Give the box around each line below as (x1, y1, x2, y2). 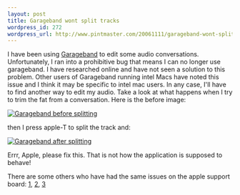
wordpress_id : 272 (7, 24, 62, 31)
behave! (7, 159, 31, 167)
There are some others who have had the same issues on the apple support (7, 172, 230, 181)
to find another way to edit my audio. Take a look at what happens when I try (7, 88, 233, 96)
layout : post (7, 10, 46, 18)
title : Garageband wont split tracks (7, 17, 120, 24)
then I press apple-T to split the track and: (7, 123, 131, 132)
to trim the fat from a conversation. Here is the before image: (7, 96, 186, 104)
